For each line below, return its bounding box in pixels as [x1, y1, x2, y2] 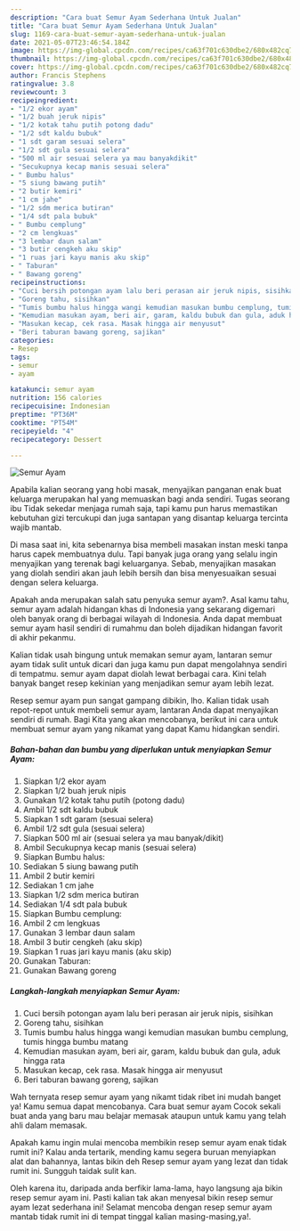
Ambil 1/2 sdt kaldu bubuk [22, 804, 119, 815]
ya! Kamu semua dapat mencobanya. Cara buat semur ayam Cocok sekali [10, 1101, 281, 1112]
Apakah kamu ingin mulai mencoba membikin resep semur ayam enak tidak [10, 1137, 288, 1148]
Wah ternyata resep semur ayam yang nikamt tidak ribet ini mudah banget [10, 1092, 281, 1103]
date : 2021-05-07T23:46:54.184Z [10, 37, 130, 47]
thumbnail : [10, 54, 51, 63]
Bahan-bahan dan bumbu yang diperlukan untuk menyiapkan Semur [10, 744, 272, 754]
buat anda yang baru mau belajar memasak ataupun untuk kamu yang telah [10, 1111, 287, 1121]
